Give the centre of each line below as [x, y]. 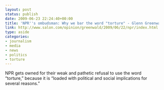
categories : [17, 37]
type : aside [17, 32]
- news [12, 50]
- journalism [18, 41]
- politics [16, 55]
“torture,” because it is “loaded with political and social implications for [76, 78]
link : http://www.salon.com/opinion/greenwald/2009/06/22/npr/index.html [82, 28]
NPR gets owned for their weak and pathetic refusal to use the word [73, 73]
